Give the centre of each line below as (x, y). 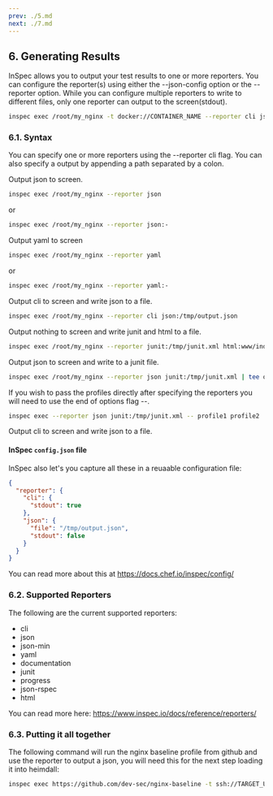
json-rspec (39, 689)
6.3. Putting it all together (60, 734)
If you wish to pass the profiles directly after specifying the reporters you (131, 392)
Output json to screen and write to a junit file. (84, 361)
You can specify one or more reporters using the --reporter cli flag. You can (135, 155)
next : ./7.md (30, 24)
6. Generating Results (64, 56)
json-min (35, 646)
